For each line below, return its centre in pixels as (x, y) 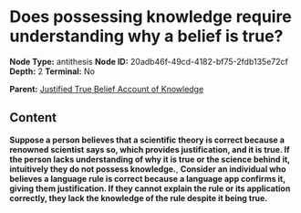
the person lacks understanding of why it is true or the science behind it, (150, 159)
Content (33, 117)
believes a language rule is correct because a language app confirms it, (147, 178)
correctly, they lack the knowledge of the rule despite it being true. (139, 197)
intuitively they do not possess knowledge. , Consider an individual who (148, 169)
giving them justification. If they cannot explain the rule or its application (150, 188)
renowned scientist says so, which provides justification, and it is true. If (150, 149)
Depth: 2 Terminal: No (52, 71)
